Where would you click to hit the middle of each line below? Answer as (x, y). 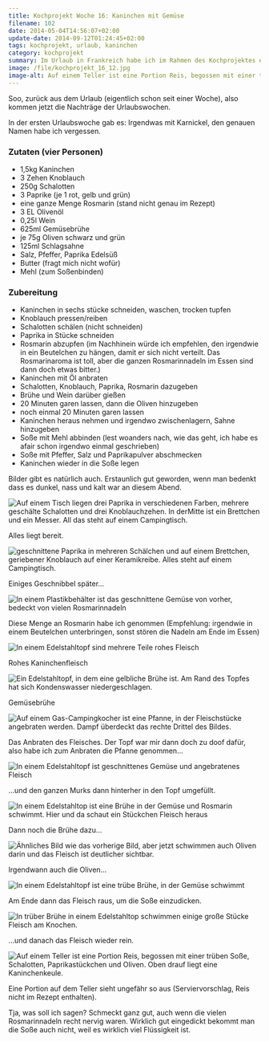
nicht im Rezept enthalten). (53, 997)
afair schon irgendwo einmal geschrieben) (90, 446)
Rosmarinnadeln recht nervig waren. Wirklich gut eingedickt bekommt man (132, 1021)
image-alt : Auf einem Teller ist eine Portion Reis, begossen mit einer (132, 75)
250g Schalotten (47, 186)
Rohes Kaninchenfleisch (48, 663)
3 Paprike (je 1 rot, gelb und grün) (75, 194)
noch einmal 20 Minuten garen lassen (82, 412)
